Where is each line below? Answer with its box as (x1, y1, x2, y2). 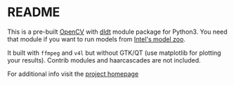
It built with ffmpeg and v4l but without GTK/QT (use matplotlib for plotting (7, 48, 221, 57)
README (7, 4, 60, 20)
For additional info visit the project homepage (7, 70, 139, 78)
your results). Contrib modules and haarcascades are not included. (7, 55, 201, 64)
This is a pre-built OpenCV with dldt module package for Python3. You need (7, 27, 228, 36)
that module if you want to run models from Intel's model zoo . (7, 34, 186, 43)
